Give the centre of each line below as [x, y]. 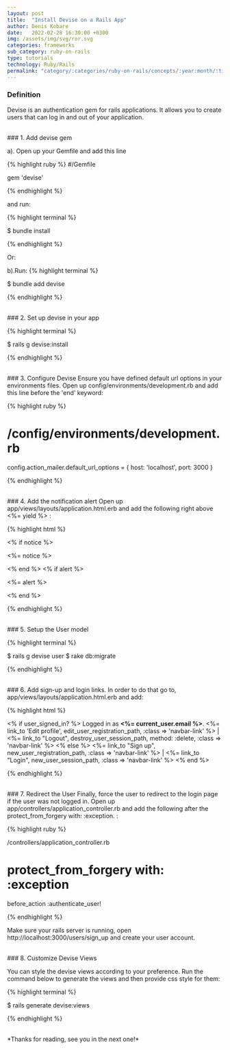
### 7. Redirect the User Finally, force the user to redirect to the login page [113, 794]
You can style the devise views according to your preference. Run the [105, 971]
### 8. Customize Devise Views [52, 958]
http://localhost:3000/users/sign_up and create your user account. [101, 938]
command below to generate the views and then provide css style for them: [114, 979]
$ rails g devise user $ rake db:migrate [62, 656]
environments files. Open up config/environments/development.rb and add [113, 385]
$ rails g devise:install [38, 344]
